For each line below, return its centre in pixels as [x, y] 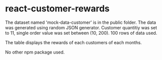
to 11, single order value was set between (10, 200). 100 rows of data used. [81, 33]
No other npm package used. [35, 52]
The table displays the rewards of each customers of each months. [74, 42]
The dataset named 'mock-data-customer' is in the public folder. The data [81, 22]
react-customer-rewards [57, 9]
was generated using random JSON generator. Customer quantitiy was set [81, 27]
